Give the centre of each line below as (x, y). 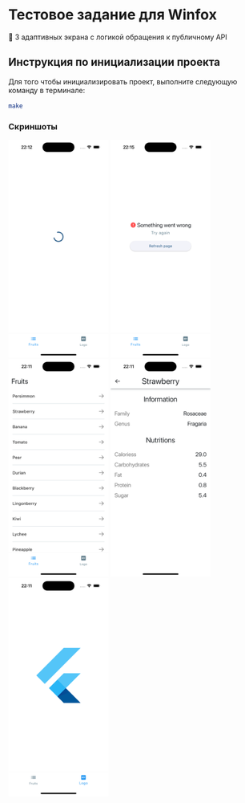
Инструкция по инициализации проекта (114, 62)
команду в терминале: (47, 90)
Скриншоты (33, 126)
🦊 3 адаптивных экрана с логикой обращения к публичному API (118, 37)
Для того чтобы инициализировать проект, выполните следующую (123, 81)
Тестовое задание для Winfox (113, 15)
